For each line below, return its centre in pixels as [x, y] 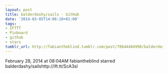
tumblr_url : [17, 47]
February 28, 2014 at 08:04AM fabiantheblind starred [60, 61]
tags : [11, 24]
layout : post [19, 10]
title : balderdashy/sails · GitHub [42, 14]
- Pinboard [16, 33]
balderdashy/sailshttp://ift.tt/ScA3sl [41, 66]
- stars [13, 42]
